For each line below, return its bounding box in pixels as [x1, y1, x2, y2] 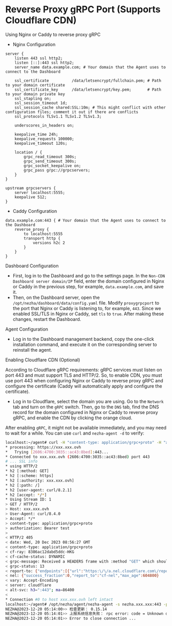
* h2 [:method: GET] [5, 468, 50, 474]
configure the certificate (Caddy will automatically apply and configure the [5, 383, 162, 389]
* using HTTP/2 [5, 464, 38, 469]
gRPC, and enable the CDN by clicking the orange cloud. [12, 415, 133, 421]
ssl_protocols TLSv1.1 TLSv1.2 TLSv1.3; [14, 114, 102, 119]
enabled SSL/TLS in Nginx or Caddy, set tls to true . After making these [12, 311, 164, 317]
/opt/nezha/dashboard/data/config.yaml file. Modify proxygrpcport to [12, 299, 160, 306]
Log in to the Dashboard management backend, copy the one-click [12, 336, 155, 342]
